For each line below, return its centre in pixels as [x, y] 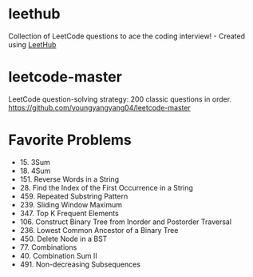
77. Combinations [48, 247]
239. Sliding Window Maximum [71, 204]
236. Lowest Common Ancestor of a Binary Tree [99, 230]
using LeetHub [32, 44]
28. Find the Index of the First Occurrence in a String [107, 187]
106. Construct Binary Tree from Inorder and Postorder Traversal [126, 222]
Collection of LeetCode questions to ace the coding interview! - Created [127, 36]
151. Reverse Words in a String [69, 179]
